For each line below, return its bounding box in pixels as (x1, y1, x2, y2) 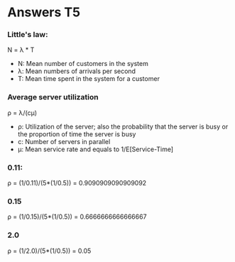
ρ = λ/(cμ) (7, 108, 38, 117)
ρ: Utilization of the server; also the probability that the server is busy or (17, 122, 229, 131)
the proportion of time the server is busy (17, 129, 136, 138)
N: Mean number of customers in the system (17, 60, 149, 68)
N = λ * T (7, 45, 35, 54)
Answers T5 (7, 4, 80, 21)
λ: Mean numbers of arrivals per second (17, 67, 136, 75)
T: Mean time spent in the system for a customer (17, 75, 160, 83)
